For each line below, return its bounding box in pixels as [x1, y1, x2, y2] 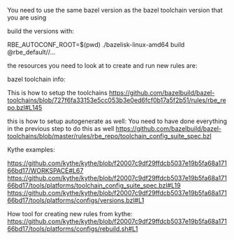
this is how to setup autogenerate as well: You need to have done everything [7, 117, 228, 125]
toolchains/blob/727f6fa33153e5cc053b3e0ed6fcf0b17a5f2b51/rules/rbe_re [7, 96, 226, 104]
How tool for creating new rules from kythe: [7, 210, 133, 218]
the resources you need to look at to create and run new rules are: [7, 62, 198, 69]
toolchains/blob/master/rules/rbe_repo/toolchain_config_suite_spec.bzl [7, 132, 212, 140]
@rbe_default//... [7, 48, 56, 56]
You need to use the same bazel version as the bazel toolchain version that [7, 6, 224, 14]
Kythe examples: [7, 146, 56, 153]
